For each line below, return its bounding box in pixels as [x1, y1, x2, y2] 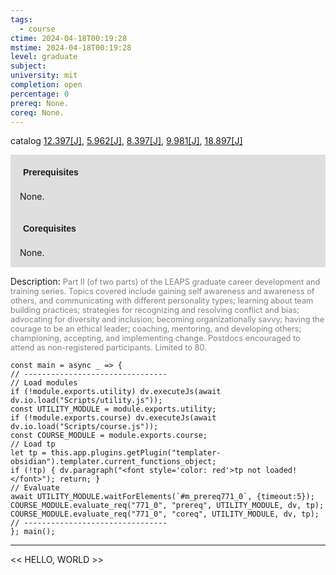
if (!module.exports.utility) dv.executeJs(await [10, 387, 222, 397]
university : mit [10, 71, 78, 81]
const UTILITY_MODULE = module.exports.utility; [10, 404, 217, 415]
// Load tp [10, 439, 56, 450]
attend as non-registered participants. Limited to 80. [10, 342, 207, 353]
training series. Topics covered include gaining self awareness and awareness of [10, 286, 315, 297]
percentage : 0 [10, 89, 70, 99]
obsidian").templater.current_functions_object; [10, 457, 217, 467]
